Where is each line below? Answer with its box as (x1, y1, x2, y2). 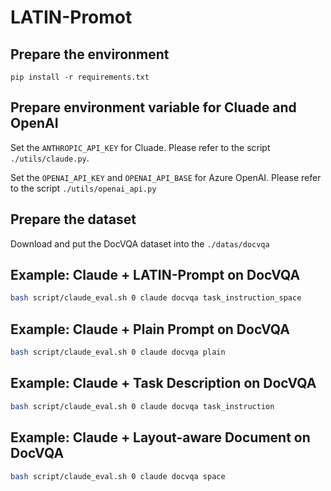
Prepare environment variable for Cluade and (10, 99, 297, 116)
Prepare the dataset (10, 211, 137, 228)
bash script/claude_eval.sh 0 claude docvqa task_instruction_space (10, 293, 302, 303)
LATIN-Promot (10, 6, 133, 29)
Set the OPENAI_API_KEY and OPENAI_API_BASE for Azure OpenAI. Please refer (10, 171, 322, 183)
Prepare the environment (10, 46, 170, 63)
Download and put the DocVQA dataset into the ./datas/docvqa (10, 237, 270, 250)
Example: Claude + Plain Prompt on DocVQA (10, 321, 290, 338)
